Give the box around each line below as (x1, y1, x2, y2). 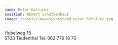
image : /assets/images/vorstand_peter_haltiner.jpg (4, 16, 113, 21)
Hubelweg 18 (4, 30, 32, 36)
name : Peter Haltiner (4, 7, 49, 12)
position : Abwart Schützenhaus (4, 12, 69, 17)
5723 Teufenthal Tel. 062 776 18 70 (4, 35, 77, 41)
